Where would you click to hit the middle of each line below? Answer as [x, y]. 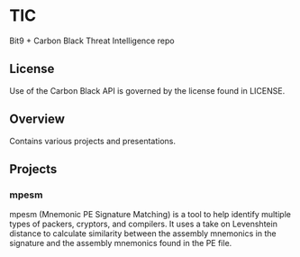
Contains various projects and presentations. [92, 141]
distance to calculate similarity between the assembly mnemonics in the [143, 234]
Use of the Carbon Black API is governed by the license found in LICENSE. [147, 90]
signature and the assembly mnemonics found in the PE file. [121, 243]
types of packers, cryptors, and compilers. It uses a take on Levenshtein [143, 224]
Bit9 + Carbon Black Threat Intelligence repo [92, 41]
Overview [37, 119]
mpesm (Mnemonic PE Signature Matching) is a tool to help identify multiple [150, 215]
